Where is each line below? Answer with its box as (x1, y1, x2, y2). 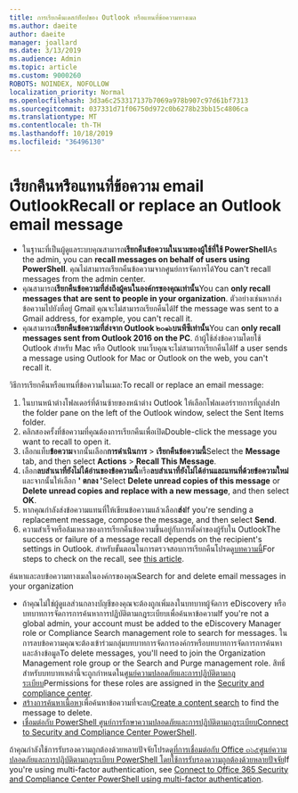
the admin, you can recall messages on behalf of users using (21, 253, 251, 264)
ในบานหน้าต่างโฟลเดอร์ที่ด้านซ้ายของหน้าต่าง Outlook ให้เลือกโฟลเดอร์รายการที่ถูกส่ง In (21, 397, 280, 408)
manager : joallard (9, 37, 77, 47)
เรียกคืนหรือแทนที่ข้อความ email (9, 176, 205, 196)
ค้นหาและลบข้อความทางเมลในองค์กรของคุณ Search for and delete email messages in (9, 570, 286, 581)
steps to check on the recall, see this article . (21, 553, 185, 564)
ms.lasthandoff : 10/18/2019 (9, 129, 114, 138)
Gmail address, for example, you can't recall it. (21, 313, 193, 324)
